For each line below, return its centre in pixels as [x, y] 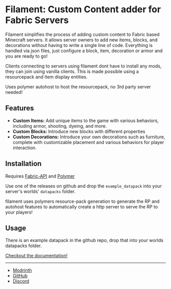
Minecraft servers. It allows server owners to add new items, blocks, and [81, 40]
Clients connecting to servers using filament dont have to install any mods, [83, 66]
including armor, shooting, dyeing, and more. [60, 126]
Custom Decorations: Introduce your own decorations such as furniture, [89, 137]
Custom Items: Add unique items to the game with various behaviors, [85, 121]
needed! [14, 92]
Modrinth [22, 270]
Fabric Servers [37, 20]
